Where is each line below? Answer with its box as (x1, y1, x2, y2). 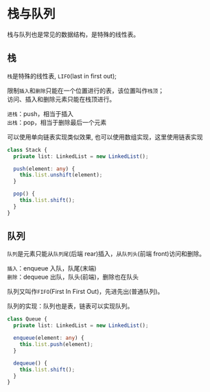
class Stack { (7, 146, 48, 153)
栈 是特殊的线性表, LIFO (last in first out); (7, 71, 117, 80)
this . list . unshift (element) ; (19, 172, 103, 178)
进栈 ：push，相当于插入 (7, 109, 74, 117)
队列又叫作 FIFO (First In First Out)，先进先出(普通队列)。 (7, 288, 164, 296)
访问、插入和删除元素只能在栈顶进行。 (7, 95, 115, 103)
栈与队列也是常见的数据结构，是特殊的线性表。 (7, 30, 139, 38)
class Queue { (7, 316, 48, 323)
